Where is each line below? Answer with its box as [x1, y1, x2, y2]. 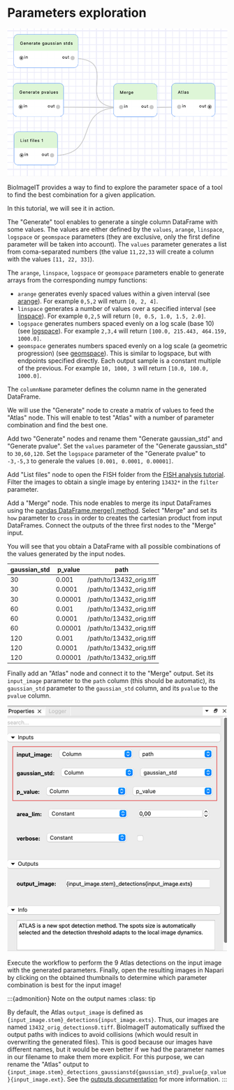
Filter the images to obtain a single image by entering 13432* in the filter [7, 478, 219, 486]
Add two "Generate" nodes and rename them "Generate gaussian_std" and [7, 434, 224, 443]
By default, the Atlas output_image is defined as [7, 1007, 143, 1016]
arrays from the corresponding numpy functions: [7, 276, 148, 284]
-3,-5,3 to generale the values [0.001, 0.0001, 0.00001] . [7, 457, 174, 465]
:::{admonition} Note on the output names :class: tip [7, 994, 156, 1002]
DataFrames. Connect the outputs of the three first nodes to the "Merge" [7, 521, 217, 530]
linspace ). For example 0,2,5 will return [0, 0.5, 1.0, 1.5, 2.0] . [17, 312, 206, 320]
